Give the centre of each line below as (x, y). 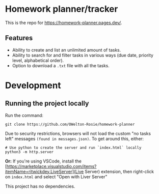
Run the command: (24, 115)
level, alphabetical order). (38, 60)
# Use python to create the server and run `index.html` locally (73, 148)
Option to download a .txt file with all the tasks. (61, 65)
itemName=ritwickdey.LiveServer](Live (44, 171)
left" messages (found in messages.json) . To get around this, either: (74, 139)
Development (33, 85)
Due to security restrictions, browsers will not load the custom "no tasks (78, 133)
